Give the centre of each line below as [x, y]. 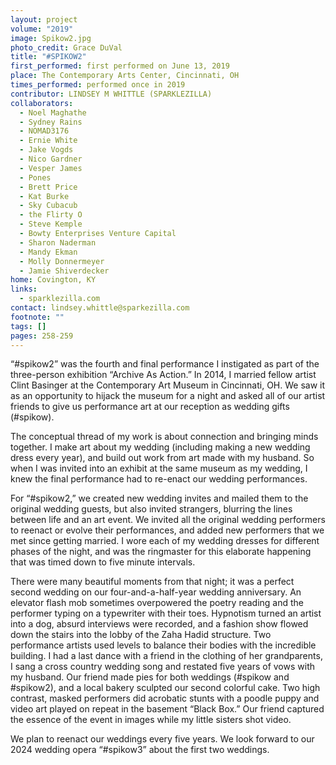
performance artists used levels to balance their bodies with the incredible [163, 645]
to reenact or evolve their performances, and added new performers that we [167, 530]
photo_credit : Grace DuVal [66, 47]
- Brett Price [48, 187]
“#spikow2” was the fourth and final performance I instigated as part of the [165, 364]
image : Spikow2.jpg [51, 38]
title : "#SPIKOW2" [48, 57]
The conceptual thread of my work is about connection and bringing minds [164, 437]
